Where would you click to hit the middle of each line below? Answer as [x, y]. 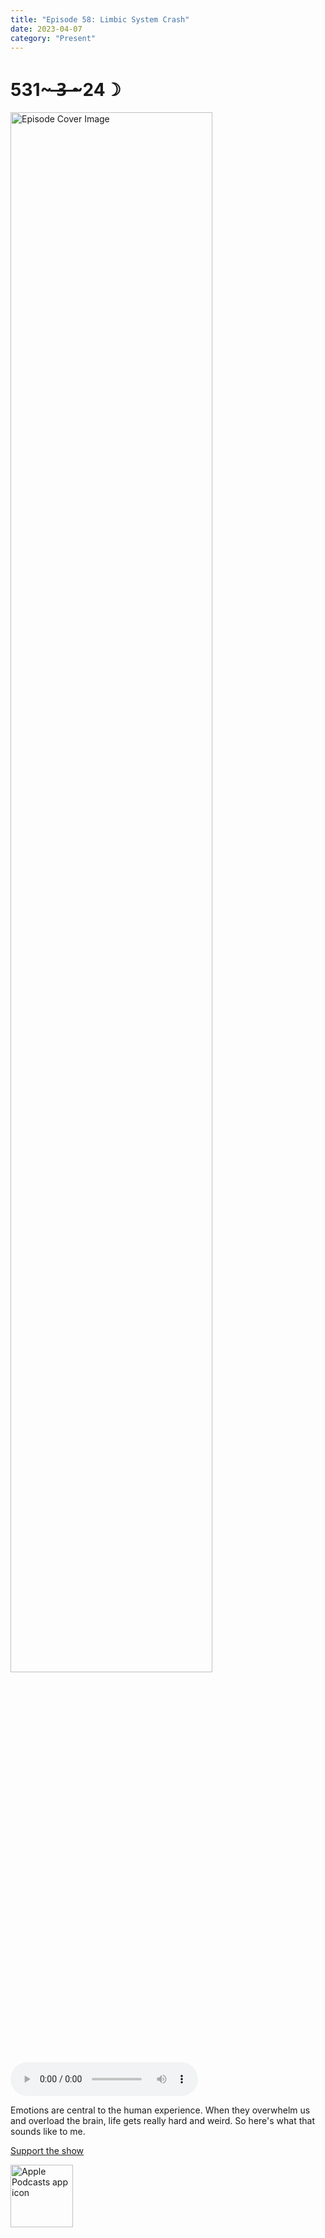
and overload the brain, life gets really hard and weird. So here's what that [162, 2121]
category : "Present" [53, 38]
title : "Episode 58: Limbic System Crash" [100, 19]
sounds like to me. [48, 2132]
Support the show [47, 2151]
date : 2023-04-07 [46, 29]
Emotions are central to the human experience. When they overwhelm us [160, 2110]
